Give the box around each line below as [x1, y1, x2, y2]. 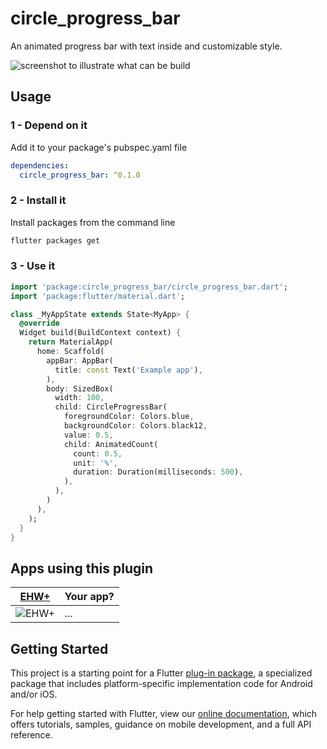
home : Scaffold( [36, 347, 105, 357]
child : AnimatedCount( [63, 439, 159, 449]
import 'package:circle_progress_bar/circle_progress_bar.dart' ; [10, 282, 288, 292]
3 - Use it [10, 259, 56, 273]
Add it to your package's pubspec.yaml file [10, 141, 188, 153]
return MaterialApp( [28, 337, 114, 347]
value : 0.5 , [63, 430, 114, 440]
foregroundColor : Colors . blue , [63, 412, 195, 422]
